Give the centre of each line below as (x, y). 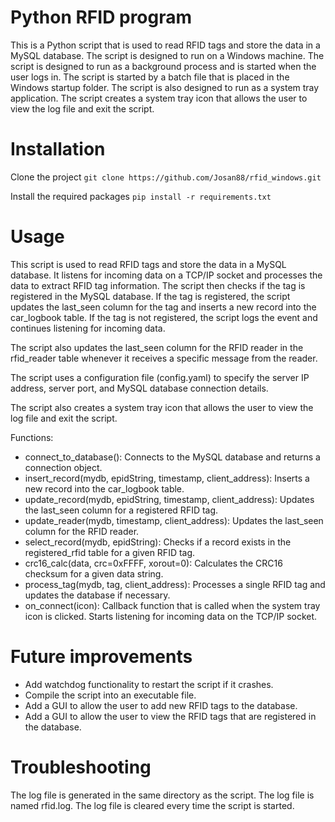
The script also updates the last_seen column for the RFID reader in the (157, 347)
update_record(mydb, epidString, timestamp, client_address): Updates (169, 499)
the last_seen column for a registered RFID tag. (121, 510)
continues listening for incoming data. (88, 328)
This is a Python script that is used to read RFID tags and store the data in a (165, 45)
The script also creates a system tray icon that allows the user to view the (162, 407)
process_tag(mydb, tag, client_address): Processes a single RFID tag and (175, 584)
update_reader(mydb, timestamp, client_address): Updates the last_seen (174, 520)
